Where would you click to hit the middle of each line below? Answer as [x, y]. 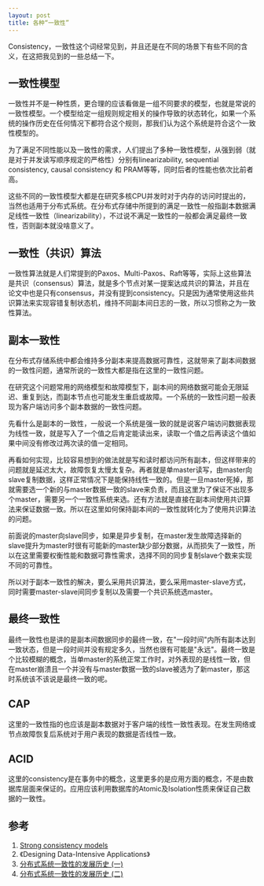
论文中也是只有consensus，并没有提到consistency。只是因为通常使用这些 [128, 293]
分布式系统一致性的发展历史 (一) [71, 864]
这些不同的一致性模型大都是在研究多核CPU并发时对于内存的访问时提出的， [129, 196]
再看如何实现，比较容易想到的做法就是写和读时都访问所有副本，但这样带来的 [132, 460]
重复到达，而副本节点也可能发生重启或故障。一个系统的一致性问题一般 [135, 397]
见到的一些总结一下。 [84, 56]
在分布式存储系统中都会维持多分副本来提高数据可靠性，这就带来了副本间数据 [132, 360]
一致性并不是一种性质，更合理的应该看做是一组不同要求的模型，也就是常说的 [132, 104]
